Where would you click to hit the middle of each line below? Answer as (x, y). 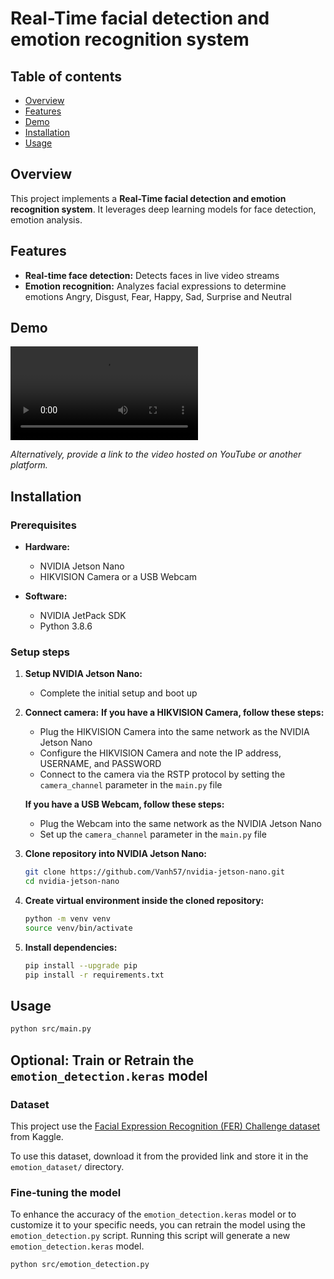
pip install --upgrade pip (81, 965)
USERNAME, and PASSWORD (100, 764)
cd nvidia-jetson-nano (72, 882)
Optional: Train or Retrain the (102, 1060)
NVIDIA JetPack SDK (83, 616)
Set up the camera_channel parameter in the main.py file (153, 834)
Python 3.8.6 (66, 626)
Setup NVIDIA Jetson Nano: (83, 674)
